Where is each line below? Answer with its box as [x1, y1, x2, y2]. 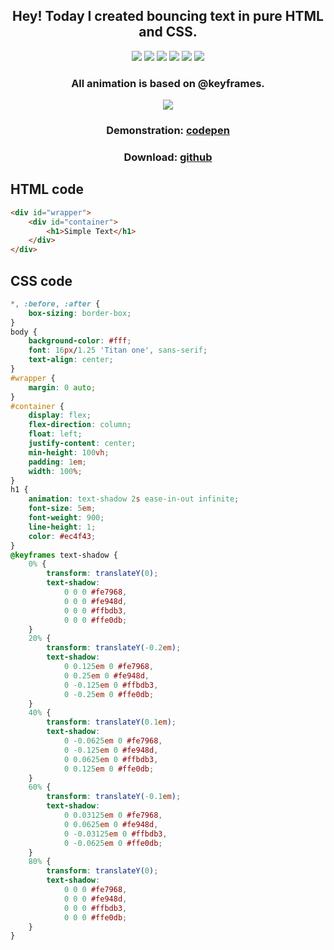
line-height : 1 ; [28, 522, 97, 532]
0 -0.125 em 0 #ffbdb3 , [63, 680, 159, 690]
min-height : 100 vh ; [28, 447, 110, 458]
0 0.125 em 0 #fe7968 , [63, 662, 155, 672]
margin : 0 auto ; [28, 382, 97, 393]
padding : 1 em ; [28, 457, 87, 467]
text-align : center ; [28, 355, 114, 365]
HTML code [10, 181, 85, 198]
